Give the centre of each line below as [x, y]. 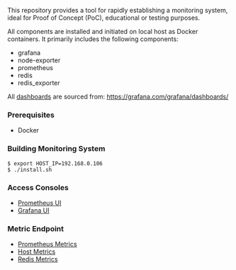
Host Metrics [36, 252]
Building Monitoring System [56, 149]
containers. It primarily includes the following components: [93, 39]
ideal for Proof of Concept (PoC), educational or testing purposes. [104, 18]
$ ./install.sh [30, 169]
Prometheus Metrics [47, 244]
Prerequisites [31, 115]
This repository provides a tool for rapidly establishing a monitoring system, [118, 10]
